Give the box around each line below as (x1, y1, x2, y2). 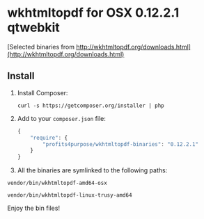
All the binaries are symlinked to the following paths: (17, 166, 168, 175)
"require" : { (30, 134, 68, 141)
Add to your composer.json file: (17, 114, 106, 122)
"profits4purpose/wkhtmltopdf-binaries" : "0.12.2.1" (42, 140, 199, 147)
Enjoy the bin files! (7, 204, 61, 213)
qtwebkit (7, 19, 61, 35)
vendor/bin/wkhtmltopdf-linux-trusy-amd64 (7, 192, 132, 199)
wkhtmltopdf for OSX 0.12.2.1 (7, 5, 180, 21)
